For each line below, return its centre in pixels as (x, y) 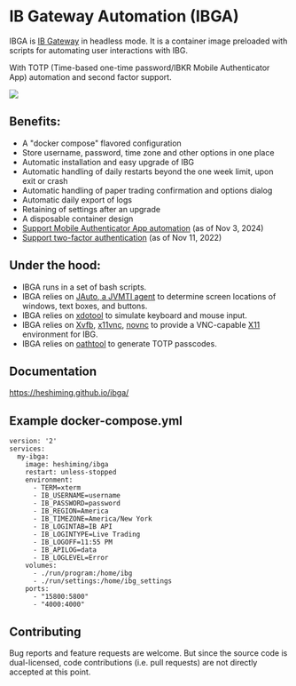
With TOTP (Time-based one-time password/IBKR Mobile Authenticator (140, 68)
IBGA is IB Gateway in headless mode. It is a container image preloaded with (148, 41)
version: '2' (33, 442)
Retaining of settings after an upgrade (91, 209)
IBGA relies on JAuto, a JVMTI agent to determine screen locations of (149, 296)
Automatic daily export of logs (77, 199)
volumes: (41, 566)
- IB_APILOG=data (65, 550)
